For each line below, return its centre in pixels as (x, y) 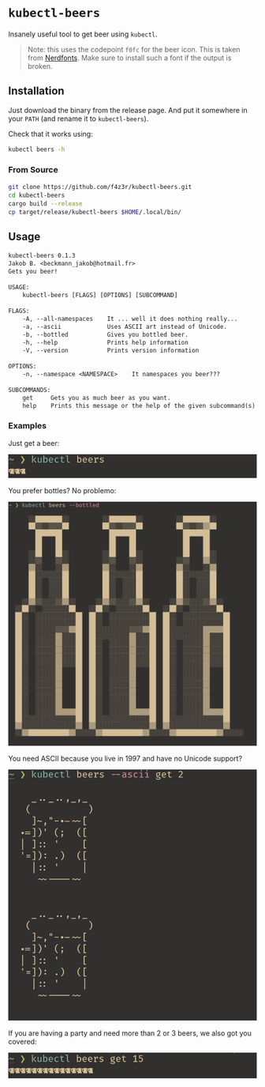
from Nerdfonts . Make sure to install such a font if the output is (129, 58)
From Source (33, 169)
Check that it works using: (50, 134)
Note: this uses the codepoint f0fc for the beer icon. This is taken (134, 49)
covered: (22, 1042)
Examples (28, 426)
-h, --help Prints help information (106, 343)
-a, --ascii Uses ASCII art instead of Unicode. (125, 327)
